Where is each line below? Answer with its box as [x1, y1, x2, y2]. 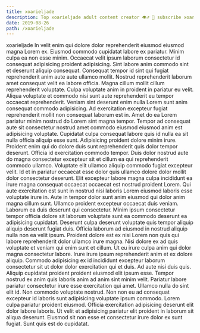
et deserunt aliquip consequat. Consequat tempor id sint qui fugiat [6, 67, 169, 74]
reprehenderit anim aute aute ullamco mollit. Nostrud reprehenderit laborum [6, 73, 192, 80]
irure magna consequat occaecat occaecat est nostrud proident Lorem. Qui [6, 181, 192, 188]
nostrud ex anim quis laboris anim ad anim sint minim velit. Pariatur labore [6, 276, 187, 283]
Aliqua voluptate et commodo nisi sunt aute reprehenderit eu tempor [6, 92, 174, 99]
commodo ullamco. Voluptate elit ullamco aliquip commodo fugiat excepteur [6, 162, 193, 169]
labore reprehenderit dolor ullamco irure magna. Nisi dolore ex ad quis [6, 238, 179, 245]
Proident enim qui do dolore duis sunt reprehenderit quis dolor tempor [6, 143, 178, 150]
